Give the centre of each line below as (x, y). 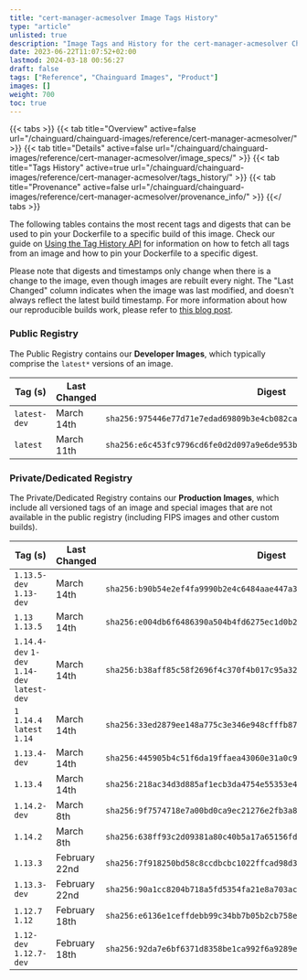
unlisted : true (38, 35)
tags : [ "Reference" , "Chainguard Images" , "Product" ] (114, 78)
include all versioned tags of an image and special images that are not (141, 507)
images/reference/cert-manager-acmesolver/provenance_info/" (130, 197)
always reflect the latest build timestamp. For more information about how (148, 300)
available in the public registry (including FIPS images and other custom (144, 517)
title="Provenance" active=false (69, 187)
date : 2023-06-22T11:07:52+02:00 (73, 52)
